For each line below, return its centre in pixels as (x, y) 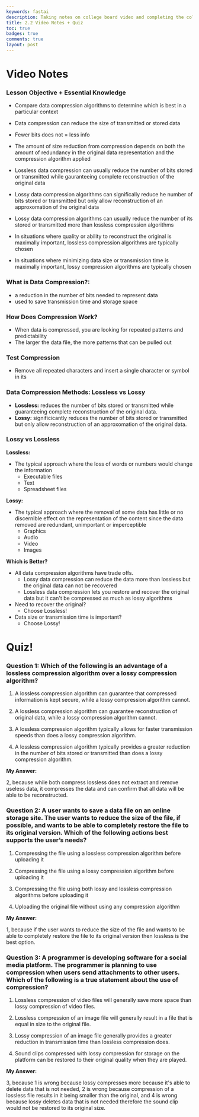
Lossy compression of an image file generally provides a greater (93, 1035)
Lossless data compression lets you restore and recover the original (106, 591)
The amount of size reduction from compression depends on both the (100, 147)
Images (33, 550)
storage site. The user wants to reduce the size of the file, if (93, 818)
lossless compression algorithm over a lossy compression (92, 673)
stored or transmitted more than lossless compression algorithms (94, 225)
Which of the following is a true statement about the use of (92, 979)
